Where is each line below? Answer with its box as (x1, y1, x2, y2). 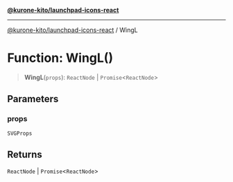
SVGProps (7, 130, 33, 137)
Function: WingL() (7, 50, 113, 66)
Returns (7, 149, 43, 160)
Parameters (7, 93, 59, 105)
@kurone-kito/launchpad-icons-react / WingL (7, 26, 138, 34)
